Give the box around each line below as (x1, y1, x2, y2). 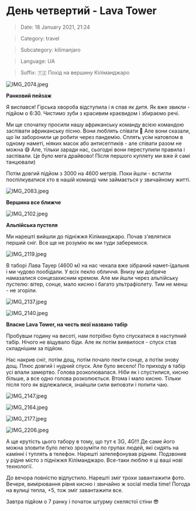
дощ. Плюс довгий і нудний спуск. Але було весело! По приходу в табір (6, 362, 185, 369)
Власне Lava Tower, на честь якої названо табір (6, 321, 128, 328)
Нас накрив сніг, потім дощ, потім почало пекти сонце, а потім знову (6, 356, 180, 363)
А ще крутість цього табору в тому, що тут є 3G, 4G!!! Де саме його (6, 438, 176, 445)
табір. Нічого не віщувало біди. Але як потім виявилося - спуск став (6, 339, 177, 346)
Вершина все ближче (6, 198, 61, 206)
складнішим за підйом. (6, 344, 64, 351)
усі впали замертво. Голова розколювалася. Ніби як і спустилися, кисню (6, 368, 189, 375)
